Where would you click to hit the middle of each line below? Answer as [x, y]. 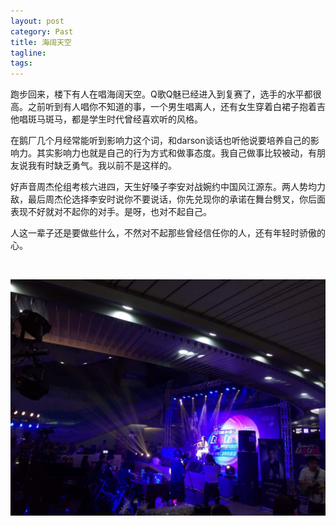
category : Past [42, 31]
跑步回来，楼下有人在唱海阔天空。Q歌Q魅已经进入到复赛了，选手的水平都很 [166, 94]
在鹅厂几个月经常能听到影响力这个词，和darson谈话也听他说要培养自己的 [160, 141]
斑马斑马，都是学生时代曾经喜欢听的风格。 [115, 119]
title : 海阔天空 [41, 42]
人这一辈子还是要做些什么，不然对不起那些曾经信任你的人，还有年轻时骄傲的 [168, 233]
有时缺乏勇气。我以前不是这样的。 [106, 166]
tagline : [28, 53]
